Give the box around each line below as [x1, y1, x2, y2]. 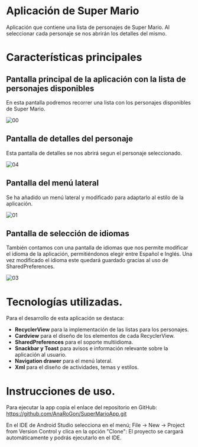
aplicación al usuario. [14, 351, 67, 358]
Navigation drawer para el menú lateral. [14, 357, 113, 364]
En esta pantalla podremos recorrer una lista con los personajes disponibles [6, 99, 191, 106]
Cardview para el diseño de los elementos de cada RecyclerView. [14, 332, 175, 340]
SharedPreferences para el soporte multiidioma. [14, 338, 134, 346]
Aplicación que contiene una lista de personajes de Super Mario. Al [6, 24, 170, 31]
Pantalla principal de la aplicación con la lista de [6, 74, 186, 84]
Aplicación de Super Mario [6, 4, 139, 18]
